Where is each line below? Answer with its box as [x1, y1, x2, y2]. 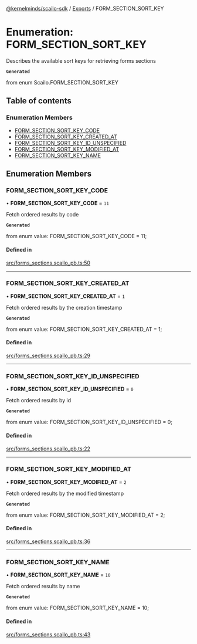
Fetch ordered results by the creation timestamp [6, 304, 123, 311]
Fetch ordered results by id [6, 397, 72, 404]
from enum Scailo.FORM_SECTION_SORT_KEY [6, 79, 119, 86]
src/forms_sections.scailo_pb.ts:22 [6, 445, 91, 452]
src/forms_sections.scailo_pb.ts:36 [6, 538, 91, 545]
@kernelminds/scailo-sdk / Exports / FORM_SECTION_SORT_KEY [6, 5, 164, 12]
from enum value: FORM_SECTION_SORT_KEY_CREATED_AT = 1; [6, 326, 162, 333]
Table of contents [6, 96, 72, 106]
